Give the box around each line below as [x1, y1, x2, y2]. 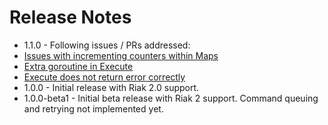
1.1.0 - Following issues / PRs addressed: [23, 39, 191, 51]
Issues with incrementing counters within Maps [23, 49, 219, 61]
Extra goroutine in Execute [23, 60, 134, 72]
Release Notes [9, 6, 132, 29]
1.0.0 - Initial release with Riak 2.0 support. [23, 81, 200, 93]
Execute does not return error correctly [23, 71, 186, 83]
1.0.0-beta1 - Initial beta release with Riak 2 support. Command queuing [23, 92, 319, 104]
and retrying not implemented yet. [23, 102, 164, 115]
